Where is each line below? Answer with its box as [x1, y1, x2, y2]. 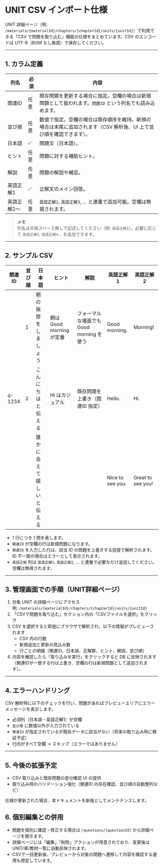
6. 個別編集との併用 [5, 813, 64, 821]
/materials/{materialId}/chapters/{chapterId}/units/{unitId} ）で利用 [5, 27, 150, 33]
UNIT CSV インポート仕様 [5, 4, 108, 16]
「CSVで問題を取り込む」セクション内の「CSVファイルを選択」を [12, 611, 145, 617]
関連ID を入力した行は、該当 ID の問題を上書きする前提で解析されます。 [12, 547, 155, 553]
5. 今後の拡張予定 [5, 761, 57, 770]
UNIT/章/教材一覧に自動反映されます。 [12, 845, 89, 851]
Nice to [107, 474, 124, 481]
